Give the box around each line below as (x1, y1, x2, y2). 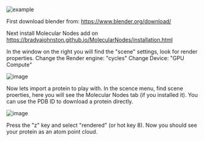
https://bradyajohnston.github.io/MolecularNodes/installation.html (6, 36, 173, 43)
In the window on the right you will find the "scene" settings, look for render (6, 48, 198, 55)
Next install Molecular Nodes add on (6, 29, 99, 37)
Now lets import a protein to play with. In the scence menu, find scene (6, 85, 184, 92)
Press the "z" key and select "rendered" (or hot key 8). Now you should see (6, 121, 197, 129)
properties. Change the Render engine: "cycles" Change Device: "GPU (6, 55, 185, 61)
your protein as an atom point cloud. (6, 128, 98, 135)
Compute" (6, 61, 32, 68)
